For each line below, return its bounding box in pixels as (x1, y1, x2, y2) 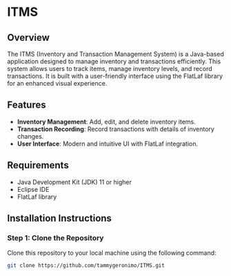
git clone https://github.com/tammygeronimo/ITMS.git (7, 262, 165, 269)
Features (7, 99, 46, 111)
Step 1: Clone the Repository (7, 233, 104, 242)
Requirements (7, 159, 69, 171)
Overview (7, 32, 50, 43)
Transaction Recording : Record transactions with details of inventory (17, 125, 215, 133)
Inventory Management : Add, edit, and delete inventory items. (17, 117, 197, 126)
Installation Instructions (7, 213, 112, 224)
